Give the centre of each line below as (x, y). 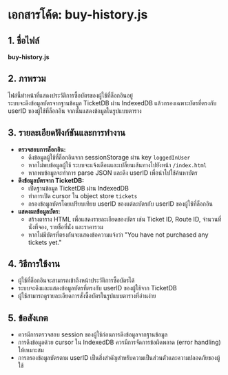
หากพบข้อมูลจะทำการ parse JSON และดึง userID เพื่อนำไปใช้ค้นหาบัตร (113, 173)
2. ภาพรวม (27, 79)
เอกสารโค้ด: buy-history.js (78, 15)
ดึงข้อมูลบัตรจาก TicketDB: (51, 180)
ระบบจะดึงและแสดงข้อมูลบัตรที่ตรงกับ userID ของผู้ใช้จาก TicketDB (97, 288)
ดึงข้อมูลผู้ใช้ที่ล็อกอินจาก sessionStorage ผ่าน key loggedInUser (109, 157)
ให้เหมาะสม (31, 350)
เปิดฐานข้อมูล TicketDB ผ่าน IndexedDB (79, 188)
